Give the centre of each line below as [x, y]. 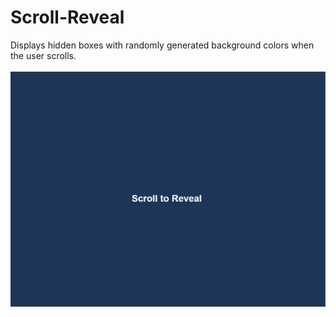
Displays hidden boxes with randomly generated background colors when [162, 45]
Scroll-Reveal [67, 17]
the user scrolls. [43, 55]
